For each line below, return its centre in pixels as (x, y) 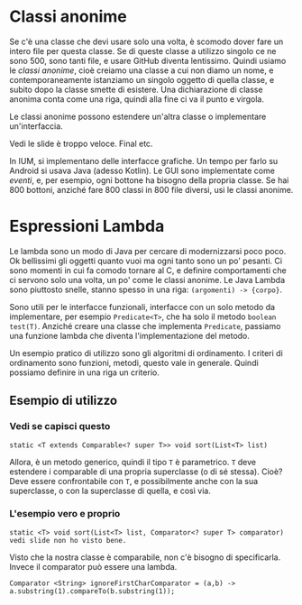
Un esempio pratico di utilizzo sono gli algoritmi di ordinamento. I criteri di (146, 353)
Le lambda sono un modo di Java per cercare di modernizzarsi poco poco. (148, 251)
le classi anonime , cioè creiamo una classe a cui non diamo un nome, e (142, 70)
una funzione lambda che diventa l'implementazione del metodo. (130, 335)
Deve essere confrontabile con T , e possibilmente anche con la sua (134, 481)
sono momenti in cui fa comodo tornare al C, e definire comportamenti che (148, 270)
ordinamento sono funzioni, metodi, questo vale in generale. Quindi (134, 362)
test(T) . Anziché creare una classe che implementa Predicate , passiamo (145, 325)
